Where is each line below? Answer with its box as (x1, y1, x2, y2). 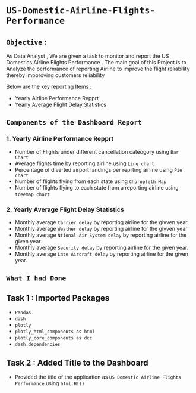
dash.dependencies (14, 342, 61, 348)
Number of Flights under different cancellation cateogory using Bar (14, 148, 179, 155)
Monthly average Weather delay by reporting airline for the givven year (14, 225, 188, 232)
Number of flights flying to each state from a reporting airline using (14, 184, 179, 191)
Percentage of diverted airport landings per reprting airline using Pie (14, 166, 182, 173)
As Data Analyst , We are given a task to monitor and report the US (6, 52, 169, 60)
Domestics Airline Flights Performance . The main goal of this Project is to (6, 59, 187, 66)
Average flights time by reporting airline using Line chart (14, 160, 154, 167)
